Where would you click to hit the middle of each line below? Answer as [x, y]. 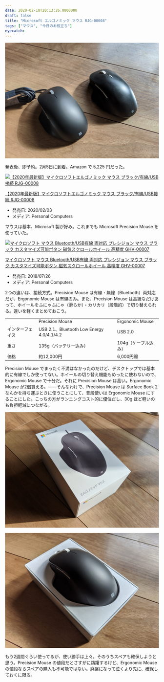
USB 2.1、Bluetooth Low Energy [71, 330]
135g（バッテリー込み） [63, 346]
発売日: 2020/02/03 [32, 210]
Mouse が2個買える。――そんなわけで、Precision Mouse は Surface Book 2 [81, 387]
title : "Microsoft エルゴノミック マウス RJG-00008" [56, 21]
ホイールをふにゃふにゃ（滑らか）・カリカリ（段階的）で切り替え [82, 305]
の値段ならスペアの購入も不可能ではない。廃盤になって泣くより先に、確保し [82, 669]
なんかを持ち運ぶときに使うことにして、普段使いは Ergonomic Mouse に [78, 393]
